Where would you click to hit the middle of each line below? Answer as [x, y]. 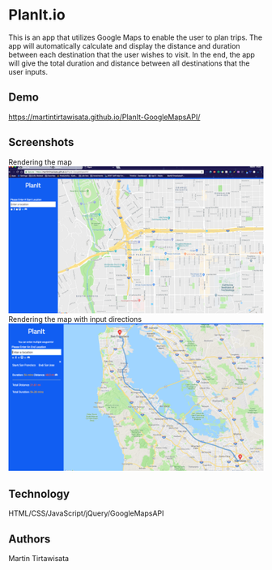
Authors [30, 539]
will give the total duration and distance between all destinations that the [129, 63]
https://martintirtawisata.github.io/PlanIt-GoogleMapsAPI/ [104, 117]
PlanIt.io [37, 15]
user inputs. [28, 71]
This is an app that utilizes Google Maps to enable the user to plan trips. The [136, 37]
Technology [39, 493]
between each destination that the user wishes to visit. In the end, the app [132, 54]
